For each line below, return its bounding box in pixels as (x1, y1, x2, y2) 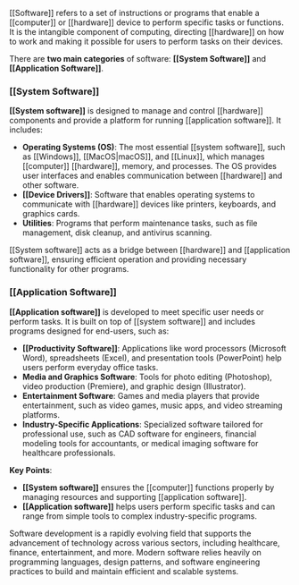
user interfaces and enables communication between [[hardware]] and (21, 170, 283, 182)
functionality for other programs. (9, 264, 129, 275)
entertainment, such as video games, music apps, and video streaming (21, 400, 283, 411)
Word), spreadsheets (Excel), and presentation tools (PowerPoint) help (21, 352, 283, 363)
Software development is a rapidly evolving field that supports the (9, 528, 252, 538)
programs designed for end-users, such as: (9, 326, 170, 336)
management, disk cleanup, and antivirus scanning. (21, 227, 212, 238)
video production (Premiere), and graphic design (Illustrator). (21, 380, 246, 392)
